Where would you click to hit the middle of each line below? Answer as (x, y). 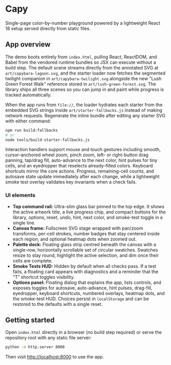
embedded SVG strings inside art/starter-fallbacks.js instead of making (84, 110)
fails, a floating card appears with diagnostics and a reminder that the (85, 272)
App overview (28, 45)
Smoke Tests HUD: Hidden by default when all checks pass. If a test (84, 266)
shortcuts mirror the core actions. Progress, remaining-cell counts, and (80, 171)
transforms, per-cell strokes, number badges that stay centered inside (86, 233)
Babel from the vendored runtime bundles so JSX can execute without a (81, 62)
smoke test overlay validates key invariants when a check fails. (71, 182)
